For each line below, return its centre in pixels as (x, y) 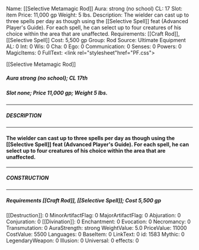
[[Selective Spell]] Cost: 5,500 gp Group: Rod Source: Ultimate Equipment (96, 40)
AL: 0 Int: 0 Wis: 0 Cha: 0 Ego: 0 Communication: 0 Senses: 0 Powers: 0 (94, 46)
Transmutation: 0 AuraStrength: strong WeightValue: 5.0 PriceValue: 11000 (97, 228)
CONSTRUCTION (28, 178)
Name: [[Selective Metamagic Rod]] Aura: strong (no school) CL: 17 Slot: (94, 9)
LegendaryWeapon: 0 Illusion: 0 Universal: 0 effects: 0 (73, 240)
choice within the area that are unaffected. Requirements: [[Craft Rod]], (93, 34)
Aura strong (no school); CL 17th (47, 78)
